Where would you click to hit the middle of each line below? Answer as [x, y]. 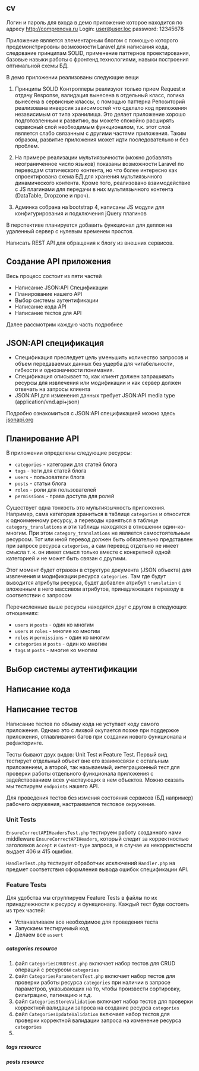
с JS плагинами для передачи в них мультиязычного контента [94, 189]
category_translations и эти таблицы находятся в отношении [84, 527]
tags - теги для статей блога [50, 471]
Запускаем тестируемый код [52, 928]
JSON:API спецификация [55, 343]
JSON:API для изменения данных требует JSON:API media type [95, 396]
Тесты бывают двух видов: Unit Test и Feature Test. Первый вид [87, 754]
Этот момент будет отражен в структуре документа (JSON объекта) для [99, 570]
